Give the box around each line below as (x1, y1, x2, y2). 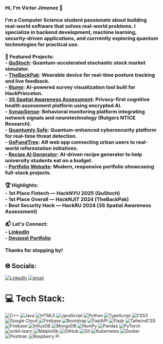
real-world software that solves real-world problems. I (5, 22, 136, 29)
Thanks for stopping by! (5, 247, 63, 254)
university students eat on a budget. (5, 157, 93, 164)
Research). (5, 120, 32, 127)
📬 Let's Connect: (5, 220, 48, 227)
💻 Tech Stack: (5, 293, 65, 304)
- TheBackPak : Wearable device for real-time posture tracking (5, 71, 155, 78)
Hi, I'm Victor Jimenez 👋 (5, 4, 63, 11)
